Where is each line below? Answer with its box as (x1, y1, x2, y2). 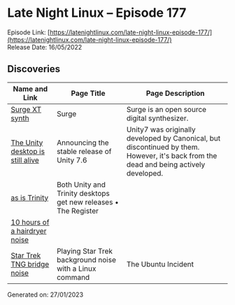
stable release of (57, 146, 112, 156)
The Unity (10, 138, 43, 148)
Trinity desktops (57, 188, 111, 198)
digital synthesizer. (126, 113, 189, 123)
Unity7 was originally (126, 125, 196, 134)
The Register (57, 206, 99, 215)
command (57, 272, 90, 282)
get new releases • (57, 197, 119, 207)
